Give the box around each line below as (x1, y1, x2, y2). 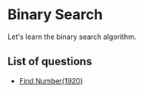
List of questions (7, 55, 92, 68)
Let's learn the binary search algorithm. (7, 32, 137, 41)
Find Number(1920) (18, 76, 84, 85)
